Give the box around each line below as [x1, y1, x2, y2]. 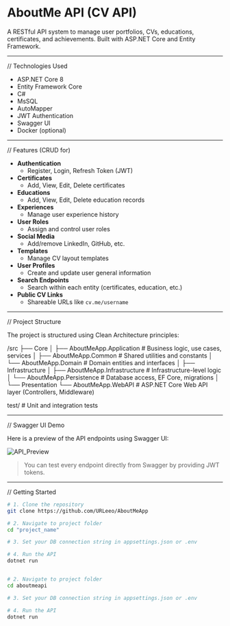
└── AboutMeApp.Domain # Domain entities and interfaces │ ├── [7, 358, 195, 367]
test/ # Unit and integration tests [7, 401, 98, 409]
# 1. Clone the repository [7, 501, 84, 508]
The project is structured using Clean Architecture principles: [7, 331, 179, 339]
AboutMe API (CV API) [7, 5, 137, 21]
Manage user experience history [27, 210, 119, 218]
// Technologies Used [7, 62, 68, 70]
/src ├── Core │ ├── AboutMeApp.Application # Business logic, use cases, [7, 344, 222, 352]
